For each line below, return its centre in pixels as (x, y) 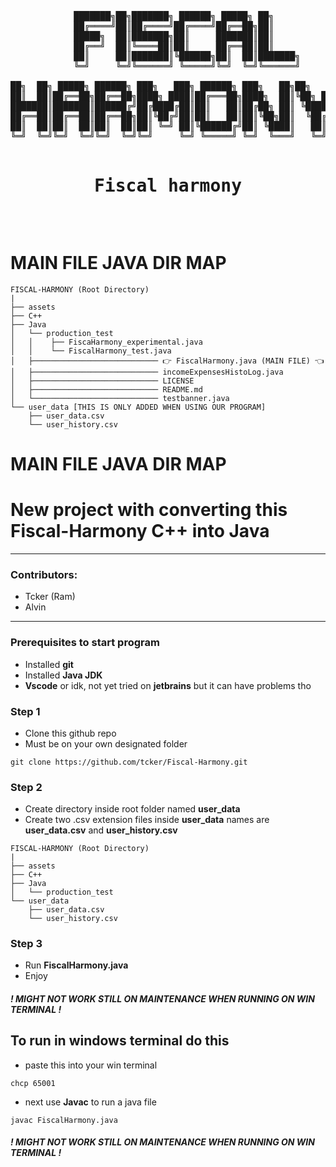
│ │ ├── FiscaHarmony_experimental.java (106, 342)
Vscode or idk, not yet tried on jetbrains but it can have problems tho (168, 685)
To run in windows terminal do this (120, 1041)
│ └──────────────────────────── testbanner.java (120, 398)
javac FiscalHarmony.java (64, 1120)
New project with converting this (149, 510)
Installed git (49, 664)
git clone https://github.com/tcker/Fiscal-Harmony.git (129, 762)
